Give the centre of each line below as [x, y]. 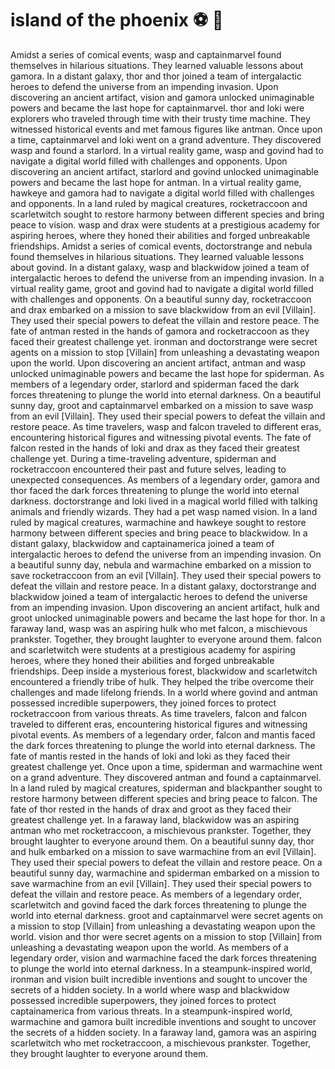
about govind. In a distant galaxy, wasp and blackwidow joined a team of [160, 267]
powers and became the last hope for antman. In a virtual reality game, [156, 182]
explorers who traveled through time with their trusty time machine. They [160, 118]
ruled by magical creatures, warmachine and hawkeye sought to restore [158, 522]
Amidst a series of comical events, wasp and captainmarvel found [146, 54]
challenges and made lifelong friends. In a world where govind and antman [164, 692]
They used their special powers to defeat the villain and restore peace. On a [166, 862]
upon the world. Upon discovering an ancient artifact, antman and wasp [158, 363]
